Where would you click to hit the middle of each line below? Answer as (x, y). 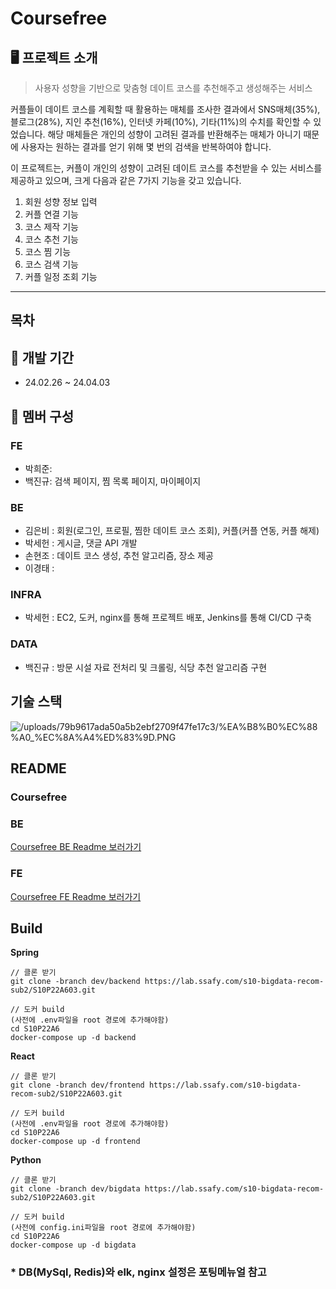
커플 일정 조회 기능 (61, 276)
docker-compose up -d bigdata (73, 1245)
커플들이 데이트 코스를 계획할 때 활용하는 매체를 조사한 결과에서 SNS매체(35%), (165, 109)
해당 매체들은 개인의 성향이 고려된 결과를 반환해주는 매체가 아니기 (174, 134)
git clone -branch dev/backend (75, 982)
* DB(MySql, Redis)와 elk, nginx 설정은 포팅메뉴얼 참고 (138, 1272)
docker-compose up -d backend (73, 1038)
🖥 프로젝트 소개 (54, 57)
